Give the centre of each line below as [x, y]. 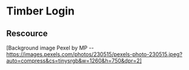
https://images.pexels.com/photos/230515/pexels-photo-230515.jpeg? [94, 54]
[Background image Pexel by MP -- [50, 48]
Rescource [27, 33]
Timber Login [40, 11]
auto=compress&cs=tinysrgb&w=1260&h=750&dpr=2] [74, 61]
